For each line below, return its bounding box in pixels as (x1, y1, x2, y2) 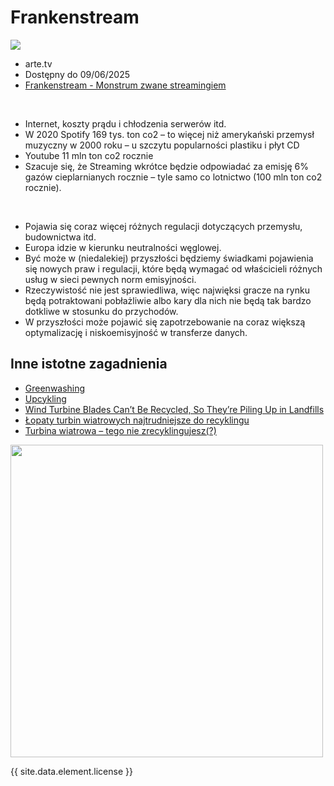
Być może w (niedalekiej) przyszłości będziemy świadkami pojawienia (24, 252, 314, 264)
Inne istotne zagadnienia (10, 356, 168, 373)
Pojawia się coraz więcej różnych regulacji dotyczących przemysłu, (24, 220, 303, 232)
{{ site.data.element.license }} (10, 765, 133, 777)
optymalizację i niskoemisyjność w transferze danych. (24, 326, 248, 338)
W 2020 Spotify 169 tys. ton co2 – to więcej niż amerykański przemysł (24, 128, 315, 140)
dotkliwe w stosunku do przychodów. (24, 305, 179, 317)
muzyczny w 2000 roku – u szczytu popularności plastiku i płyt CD (24, 139, 300, 151)
